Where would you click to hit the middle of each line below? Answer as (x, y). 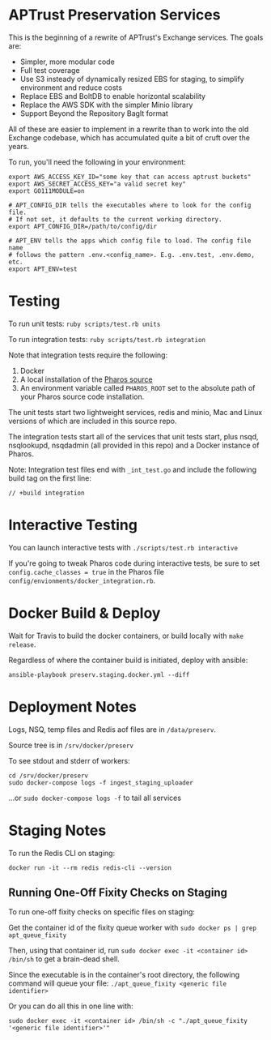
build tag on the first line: (50, 478)
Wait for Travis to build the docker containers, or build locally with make (126, 636)
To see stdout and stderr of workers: (70, 760)
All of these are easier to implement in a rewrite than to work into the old (129, 129)
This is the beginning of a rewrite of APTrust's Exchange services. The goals (136, 37)
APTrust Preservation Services (114, 15)
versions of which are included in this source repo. (93, 421)
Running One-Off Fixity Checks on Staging (118, 893)
